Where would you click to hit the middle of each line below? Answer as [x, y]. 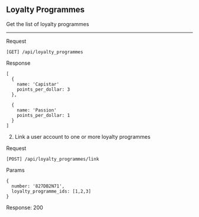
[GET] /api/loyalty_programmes [45, 52]
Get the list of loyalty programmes [48, 24]
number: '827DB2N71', [38, 186]
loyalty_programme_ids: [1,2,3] [52, 191]
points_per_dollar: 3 [43, 89]
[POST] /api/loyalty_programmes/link [53, 159]
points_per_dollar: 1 [43, 115]
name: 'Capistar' [38, 84]
